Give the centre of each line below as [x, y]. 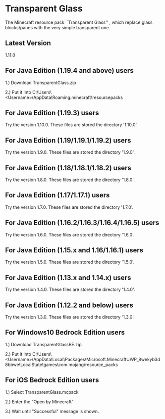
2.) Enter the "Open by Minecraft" [39, 402]
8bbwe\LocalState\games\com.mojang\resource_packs [61, 365]
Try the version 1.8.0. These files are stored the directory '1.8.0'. [70, 180]
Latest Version [28, 43]
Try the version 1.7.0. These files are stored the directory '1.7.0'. [69, 207]
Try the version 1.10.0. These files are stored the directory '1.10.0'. [71, 125]
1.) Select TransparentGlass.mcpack [42, 392]
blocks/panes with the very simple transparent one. [58, 27]
